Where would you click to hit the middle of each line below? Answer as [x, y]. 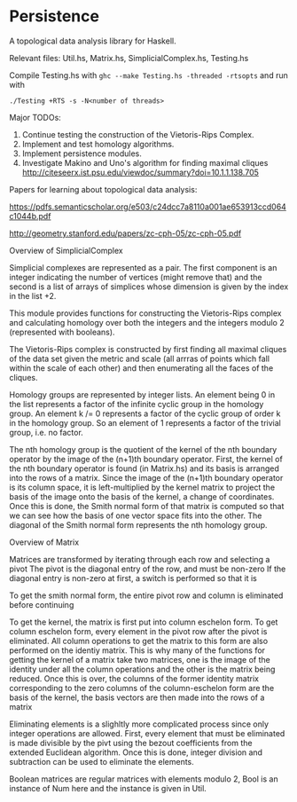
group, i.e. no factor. [47, 432]
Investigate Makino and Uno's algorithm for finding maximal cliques [145, 162]
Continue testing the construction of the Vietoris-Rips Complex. [138, 134]
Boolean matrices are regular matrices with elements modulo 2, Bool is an [144, 779]
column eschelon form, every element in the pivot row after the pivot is [138, 631]
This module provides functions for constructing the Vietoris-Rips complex [145, 313]
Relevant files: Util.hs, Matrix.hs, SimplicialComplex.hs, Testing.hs [129, 58]
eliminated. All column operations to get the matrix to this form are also [139, 641]
